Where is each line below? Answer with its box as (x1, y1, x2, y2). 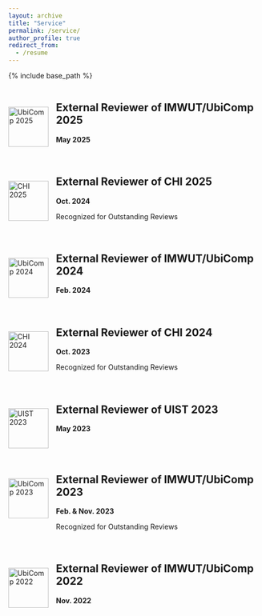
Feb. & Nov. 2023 (55, 506, 115, 516)
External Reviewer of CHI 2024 (55, 326, 213, 339)
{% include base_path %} (8, 71, 93, 80)
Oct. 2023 (55, 347, 91, 357)
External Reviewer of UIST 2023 (55, 402, 219, 416)
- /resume (15, 49, 48, 57)
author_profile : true (8, 34, 81, 42)
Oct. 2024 (55, 196, 91, 206)
